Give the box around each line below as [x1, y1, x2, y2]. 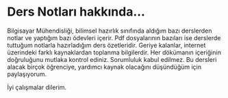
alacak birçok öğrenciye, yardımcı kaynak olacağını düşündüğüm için [7, 63, 202, 71]
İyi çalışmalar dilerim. [7, 83, 67, 91]
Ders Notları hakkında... [7, 4, 146, 20]
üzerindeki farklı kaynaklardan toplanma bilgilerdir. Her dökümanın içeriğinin [7, 48, 221, 56]
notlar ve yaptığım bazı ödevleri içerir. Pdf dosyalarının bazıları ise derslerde [7, 33, 221, 42]
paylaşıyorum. [7, 69, 47, 78]
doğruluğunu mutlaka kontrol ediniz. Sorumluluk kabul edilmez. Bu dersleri [7, 55, 217, 63]
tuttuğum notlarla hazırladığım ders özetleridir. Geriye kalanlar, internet [7, 41, 206, 49]
